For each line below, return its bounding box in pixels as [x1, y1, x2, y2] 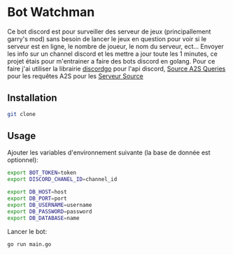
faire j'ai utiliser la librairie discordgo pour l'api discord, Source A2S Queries [7, 64, 226, 73]
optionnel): [7, 156, 38, 164]
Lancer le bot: [7, 227, 48, 235]
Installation [7, 92, 57, 104]
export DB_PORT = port [7, 195, 68, 203]
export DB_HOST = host [7, 189, 68, 196]
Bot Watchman [7, 4, 95, 20]
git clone [7, 110, 36, 117]
